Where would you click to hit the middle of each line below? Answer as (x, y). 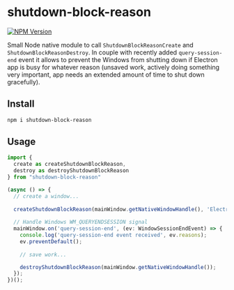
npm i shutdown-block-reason (49, 120)
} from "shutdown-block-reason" (54, 177)
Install (21, 104)
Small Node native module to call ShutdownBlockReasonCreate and (100, 45)
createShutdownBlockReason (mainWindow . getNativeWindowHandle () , (109, 209)
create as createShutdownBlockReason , (70, 165)
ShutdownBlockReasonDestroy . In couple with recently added (92, 52)
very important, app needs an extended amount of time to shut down (106, 75)
